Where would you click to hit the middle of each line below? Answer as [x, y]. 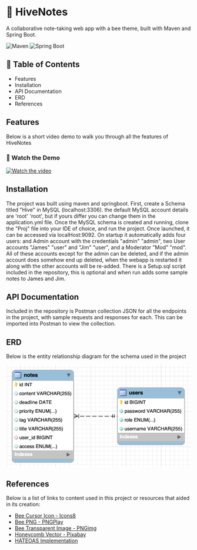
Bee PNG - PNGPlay [39, 522]
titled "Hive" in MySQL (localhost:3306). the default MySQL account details [97, 210]
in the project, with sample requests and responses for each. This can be [95, 317]
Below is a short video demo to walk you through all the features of [87, 136]
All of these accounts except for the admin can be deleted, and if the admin [97, 253]
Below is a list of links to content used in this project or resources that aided [98, 498]
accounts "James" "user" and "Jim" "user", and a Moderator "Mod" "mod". [96, 247]
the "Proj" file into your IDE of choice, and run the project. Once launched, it [98, 228]
